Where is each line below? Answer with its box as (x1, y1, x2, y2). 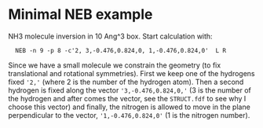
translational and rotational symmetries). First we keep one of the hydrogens (8, 68, 255, 78)
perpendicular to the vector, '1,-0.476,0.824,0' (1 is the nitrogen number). (8, 110, 250, 119)
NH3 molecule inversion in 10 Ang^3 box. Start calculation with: (8, 31, 214, 41)
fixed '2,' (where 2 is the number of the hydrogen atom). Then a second (8, 77, 244, 86)
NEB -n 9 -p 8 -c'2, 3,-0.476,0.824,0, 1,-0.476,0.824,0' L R (15, 46, 226, 54)
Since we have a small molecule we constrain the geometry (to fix (8, 60, 221, 70)
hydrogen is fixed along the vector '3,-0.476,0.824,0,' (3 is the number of (8, 85, 251, 95)
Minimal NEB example (8, 5, 153, 24)
